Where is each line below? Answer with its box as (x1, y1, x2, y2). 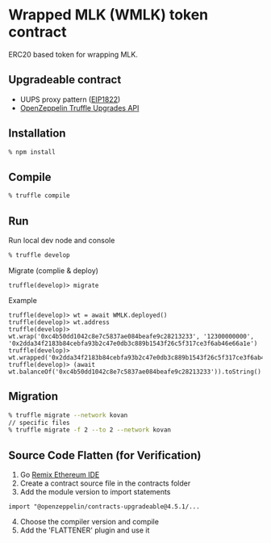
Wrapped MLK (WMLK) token (8, 6, 209, 24)
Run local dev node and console (8, 235, 115, 245)
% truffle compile (8, 192, 70, 200)
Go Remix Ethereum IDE (19, 470, 100, 480)
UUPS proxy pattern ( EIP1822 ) (19, 95, 121, 104)
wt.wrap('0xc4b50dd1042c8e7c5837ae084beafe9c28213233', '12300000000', (8, 332, 254, 340)
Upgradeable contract (8, 73, 122, 86)
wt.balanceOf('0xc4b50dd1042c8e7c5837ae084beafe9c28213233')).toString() (8, 368, 262, 376)
